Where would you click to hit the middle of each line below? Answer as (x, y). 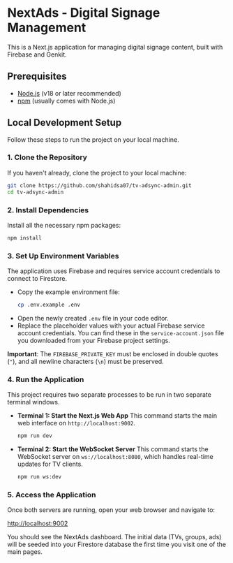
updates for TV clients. (50, 464)
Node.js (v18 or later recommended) (69, 93)
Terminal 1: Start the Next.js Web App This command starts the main (117, 416)
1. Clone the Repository (47, 157)
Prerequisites (37, 76)
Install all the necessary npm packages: (64, 225)
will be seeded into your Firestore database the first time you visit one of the (117, 544)
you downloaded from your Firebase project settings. (94, 340)
